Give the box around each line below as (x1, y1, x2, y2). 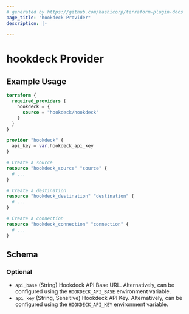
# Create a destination (6, 187, 67, 194)
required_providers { (12, 98, 67, 104)
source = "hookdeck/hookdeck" (22, 109, 99, 116)
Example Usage (6, 76, 67, 86)
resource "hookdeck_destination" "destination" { (6, 193, 135, 200)
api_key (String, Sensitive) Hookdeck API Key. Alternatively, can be (15, 295, 182, 302)
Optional (6, 267, 32, 276)
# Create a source (6, 159, 53, 166)
